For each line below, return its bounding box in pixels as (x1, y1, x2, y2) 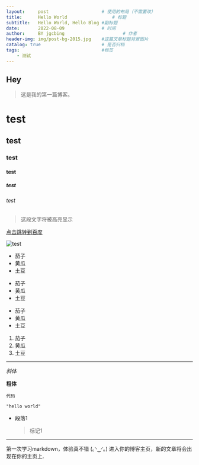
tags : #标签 (6, 47, 114, 53)
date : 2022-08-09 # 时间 (6, 25, 116, 31)
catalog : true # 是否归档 (6, 42, 125, 48)
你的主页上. (16, 453, 44, 460)
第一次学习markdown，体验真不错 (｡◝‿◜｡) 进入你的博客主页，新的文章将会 (6, 445, 187, 453)
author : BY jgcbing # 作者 (6, 31, 137, 37)
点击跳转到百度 (6, 229, 43, 236)
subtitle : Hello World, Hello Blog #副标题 (6, 20, 118, 25)
